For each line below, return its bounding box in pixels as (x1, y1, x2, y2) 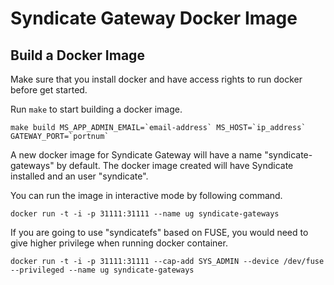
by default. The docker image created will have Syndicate (56, 160, 294, 171)
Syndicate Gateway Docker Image (10, 7, 298, 30)
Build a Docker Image (10, 47, 145, 64)
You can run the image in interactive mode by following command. (10, 190, 283, 201)
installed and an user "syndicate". (10, 170, 149, 182)
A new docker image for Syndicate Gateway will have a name (10, 149, 263, 161)
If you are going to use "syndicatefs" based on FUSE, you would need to (10, 227, 309, 238)
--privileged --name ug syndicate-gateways (10, 265, 195, 275)
